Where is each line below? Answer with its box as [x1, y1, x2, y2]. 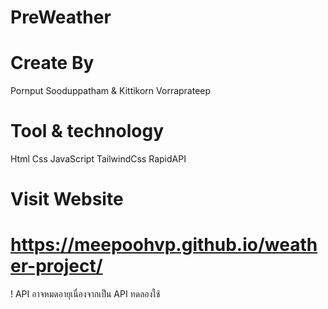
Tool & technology [10, 120, 164, 143]
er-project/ [10, 255, 103, 278]
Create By [10, 52, 95, 75]
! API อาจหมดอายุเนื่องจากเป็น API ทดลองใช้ [10, 288, 161, 300]
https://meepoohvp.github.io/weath [10, 234, 318, 256]
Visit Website [10, 188, 124, 211]
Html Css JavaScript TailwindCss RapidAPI [10, 153, 187, 165]
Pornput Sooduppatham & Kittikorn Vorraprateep [10, 85, 212, 97]
